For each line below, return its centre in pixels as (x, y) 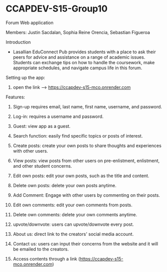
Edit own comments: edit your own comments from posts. (72, 205)
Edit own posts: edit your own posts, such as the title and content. (81, 176)
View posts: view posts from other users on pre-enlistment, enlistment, (86, 161)
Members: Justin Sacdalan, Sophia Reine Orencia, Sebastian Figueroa (78, 32)
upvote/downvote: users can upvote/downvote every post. (73, 224)
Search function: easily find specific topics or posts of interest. (78, 135)
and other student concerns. (42, 166)
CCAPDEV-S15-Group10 (57, 9)
